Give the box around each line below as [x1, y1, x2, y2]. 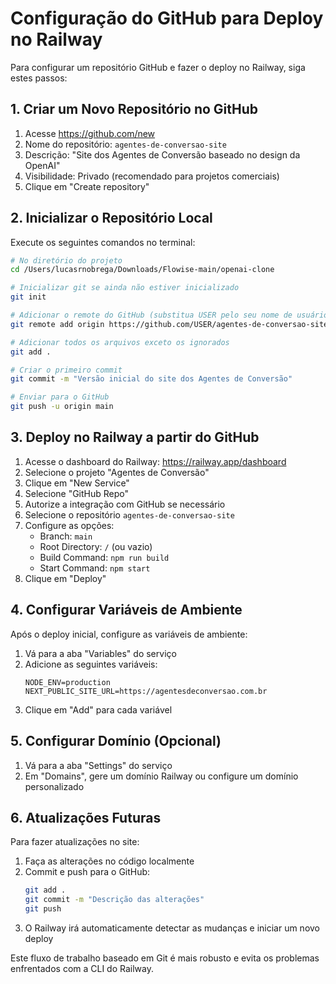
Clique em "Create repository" [24, 180, 150, 192]
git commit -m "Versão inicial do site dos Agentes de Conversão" [10, 374, 293, 384]
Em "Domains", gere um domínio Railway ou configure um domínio [24, 770, 299, 782]
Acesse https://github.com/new [24, 127, 156, 139]
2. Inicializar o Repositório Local [10, 210, 213, 227]
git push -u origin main [10, 402, 114, 412]
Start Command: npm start [39, 562, 151, 574]
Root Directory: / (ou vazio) [39, 540, 153, 552]
